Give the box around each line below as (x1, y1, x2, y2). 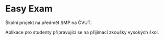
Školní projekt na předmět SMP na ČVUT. (5, 19, 92, 25)
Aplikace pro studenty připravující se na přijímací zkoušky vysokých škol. (5, 29, 159, 35)
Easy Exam (5, 3, 53, 14)
